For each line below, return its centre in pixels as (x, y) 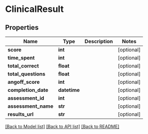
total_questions (27, 74)
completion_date (28, 90)
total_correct (23, 66)
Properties (22, 28)
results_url (21, 114)
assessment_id (26, 98)
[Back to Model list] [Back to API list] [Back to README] (62, 127)
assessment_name (31, 106)
